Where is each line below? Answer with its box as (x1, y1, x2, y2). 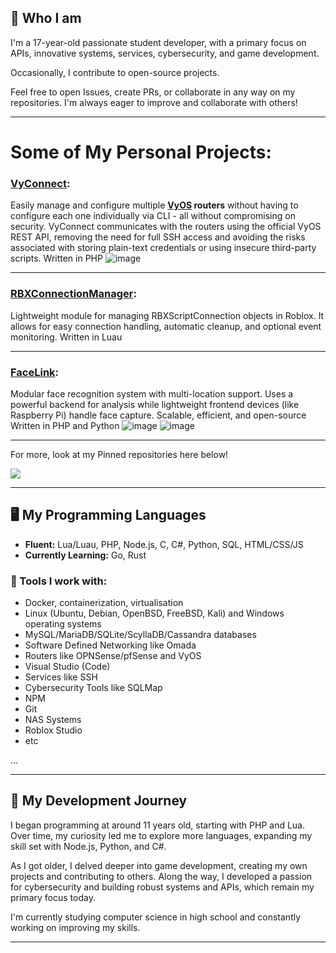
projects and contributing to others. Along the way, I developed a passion (10, 870, 313, 882)
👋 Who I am (10, 10, 82, 27)
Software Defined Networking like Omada (24, 639, 197, 651)
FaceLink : (10, 365, 60, 379)
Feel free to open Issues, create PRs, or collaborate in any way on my (10, 86, 296, 98)
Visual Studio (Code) (24, 661, 111, 672)
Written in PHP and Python (10, 419, 120, 431)
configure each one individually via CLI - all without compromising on (10, 210, 296, 222)
